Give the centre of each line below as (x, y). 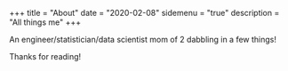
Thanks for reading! (45, 56)
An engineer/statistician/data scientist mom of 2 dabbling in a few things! (143, 39)
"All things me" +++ (45, 22)
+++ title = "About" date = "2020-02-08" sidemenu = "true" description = (144, 13)
